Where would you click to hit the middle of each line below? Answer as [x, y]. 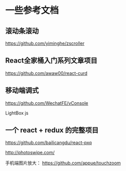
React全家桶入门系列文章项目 [51, 61]
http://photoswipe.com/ [30, 153]
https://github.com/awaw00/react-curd [46, 73]
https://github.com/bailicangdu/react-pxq [49, 142]
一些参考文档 [32, 10]
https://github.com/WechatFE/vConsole [47, 103]
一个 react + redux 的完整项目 [52, 130]
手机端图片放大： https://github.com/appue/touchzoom [63, 163]
